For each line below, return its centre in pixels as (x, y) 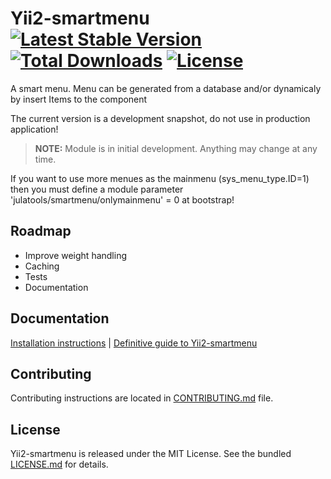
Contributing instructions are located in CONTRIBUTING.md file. (142, 398)
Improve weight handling (76, 255)
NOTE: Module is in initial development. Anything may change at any (176, 148)
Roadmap (41, 231)
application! (34, 129)
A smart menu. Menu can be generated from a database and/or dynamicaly (166, 88)
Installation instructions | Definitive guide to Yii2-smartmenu (134, 343)
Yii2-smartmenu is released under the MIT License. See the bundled (151, 454)
